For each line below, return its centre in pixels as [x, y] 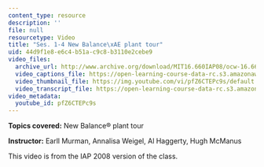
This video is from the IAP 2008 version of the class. [93, 156]
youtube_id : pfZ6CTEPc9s [56, 103]
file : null [26, 30]
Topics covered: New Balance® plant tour [76, 126]
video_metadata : [35, 96]
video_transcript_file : [54, 89]
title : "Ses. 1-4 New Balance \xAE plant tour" [86, 45]
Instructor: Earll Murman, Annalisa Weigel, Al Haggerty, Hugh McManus [125, 141]
